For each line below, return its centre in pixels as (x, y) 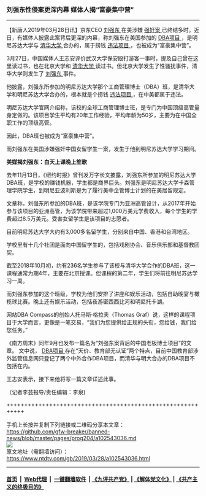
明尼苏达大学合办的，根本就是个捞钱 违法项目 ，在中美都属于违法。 (102, 95)
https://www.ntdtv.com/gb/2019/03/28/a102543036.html (78, 459)
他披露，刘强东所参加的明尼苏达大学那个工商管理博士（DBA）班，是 (93, 87)
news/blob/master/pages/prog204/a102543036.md (71, 438)
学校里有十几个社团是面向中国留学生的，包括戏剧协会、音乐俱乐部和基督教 (100, 245)
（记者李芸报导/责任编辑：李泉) (46, 392)
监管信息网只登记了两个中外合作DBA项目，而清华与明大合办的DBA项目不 (103, 358)
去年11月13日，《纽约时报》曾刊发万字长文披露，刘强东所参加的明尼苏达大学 (101, 175)
